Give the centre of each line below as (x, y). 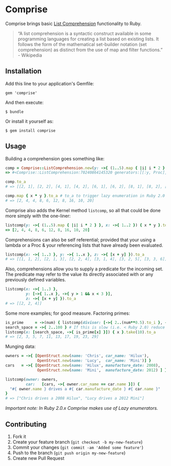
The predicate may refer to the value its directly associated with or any (79, 274)
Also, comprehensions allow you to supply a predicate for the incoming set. (84, 269)
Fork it (19, 436)
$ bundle (15, 112)
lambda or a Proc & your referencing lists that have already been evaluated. (84, 245)
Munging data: (20, 346)
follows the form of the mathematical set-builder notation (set (82, 44)
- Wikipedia (30, 55)
